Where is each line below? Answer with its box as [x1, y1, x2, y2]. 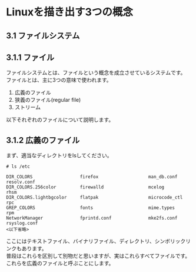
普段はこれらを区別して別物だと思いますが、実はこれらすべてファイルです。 [6, 253, 191, 260]
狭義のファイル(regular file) [14, 97, 81, 104]
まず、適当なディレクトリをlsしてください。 [6, 152, 112, 159]
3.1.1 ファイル [6, 52, 55, 62]
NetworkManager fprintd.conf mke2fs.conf [6, 215, 178, 221]
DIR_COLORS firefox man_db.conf [6, 174, 178, 180]
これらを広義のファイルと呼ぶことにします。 [6, 260, 114, 267]
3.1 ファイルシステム [6, 31, 80, 41]
